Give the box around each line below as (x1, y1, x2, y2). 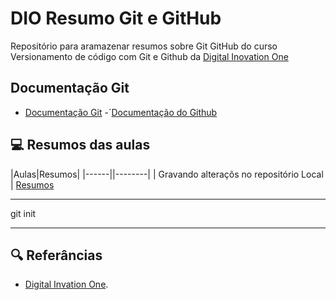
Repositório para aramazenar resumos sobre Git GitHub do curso (10, 40, 278, 52)
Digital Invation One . (24, 278, 109, 291)
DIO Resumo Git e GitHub (10, 7, 222, 30)
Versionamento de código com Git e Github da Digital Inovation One (10, 50, 289, 62)
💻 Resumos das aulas (10, 137, 151, 154)
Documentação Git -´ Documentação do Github (24, 106, 218, 118)
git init (10, 207, 37, 219)
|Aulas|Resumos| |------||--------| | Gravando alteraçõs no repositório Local (10, 168, 324, 180)
